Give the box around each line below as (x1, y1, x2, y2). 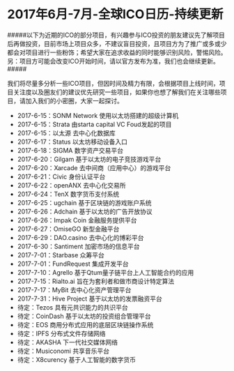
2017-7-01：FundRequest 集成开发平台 (17, 259, 129, 268)
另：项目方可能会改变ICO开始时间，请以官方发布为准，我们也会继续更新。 (7, 56, 219, 65)
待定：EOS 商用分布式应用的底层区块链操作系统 (17, 320, 154, 328)
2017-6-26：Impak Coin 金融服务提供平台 (17, 215, 137, 224)
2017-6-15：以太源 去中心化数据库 (17, 128, 116, 137)
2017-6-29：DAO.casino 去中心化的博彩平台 (17, 233, 144, 241)
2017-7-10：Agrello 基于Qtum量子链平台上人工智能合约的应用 (17, 268, 194, 276)
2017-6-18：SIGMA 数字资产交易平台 (17, 146, 124, 154)
